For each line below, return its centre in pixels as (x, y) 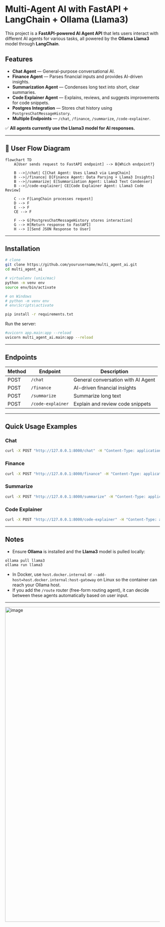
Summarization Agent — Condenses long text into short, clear (76, 87)
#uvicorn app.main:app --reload (38, 333)
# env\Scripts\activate (29, 305)
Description (114, 371)
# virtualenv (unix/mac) (30, 278)
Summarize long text (97, 396)
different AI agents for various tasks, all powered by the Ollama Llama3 (77, 39)
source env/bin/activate (30, 287)
